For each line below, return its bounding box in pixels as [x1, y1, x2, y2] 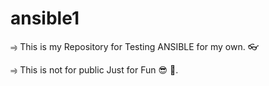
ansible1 [10, 7, 80, 30]
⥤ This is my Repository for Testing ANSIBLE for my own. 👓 [10, 40, 259, 52]
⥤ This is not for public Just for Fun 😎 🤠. [10, 63, 179, 76]
